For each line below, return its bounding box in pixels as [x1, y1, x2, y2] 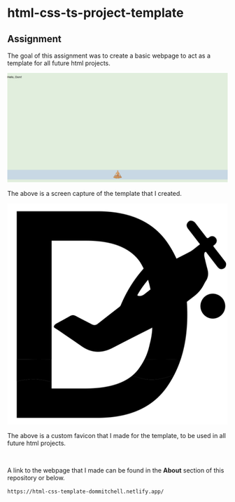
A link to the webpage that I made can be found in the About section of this [7, 466, 225, 475]
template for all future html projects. [7, 59, 111, 67]
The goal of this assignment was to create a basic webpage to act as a [7, 51, 211, 60]
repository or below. [7, 474, 65, 482]
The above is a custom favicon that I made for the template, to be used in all [7, 432, 226, 440]
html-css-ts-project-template [7, 5, 184, 21]
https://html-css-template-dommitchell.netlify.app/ [7, 488, 164, 496]
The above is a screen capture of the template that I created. [7, 190, 182, 198]
